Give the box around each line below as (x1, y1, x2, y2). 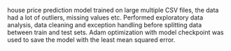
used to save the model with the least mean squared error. (7, 36, 176, 44)
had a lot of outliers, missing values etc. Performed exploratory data (7, 13, 204, 22)
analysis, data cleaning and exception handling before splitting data (7, 21, 202, 29)
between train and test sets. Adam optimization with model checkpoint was (7, 28, 224, 36)
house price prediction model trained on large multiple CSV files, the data (7, 6, 219, 14)
